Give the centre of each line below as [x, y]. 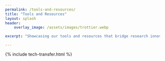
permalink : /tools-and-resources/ [41, 9]
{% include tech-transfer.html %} [39, 54]
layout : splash [21, 18]
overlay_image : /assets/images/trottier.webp [61, 28]
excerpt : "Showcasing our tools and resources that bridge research [77, 36]
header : [13, 23]
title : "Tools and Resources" [36, 14]
